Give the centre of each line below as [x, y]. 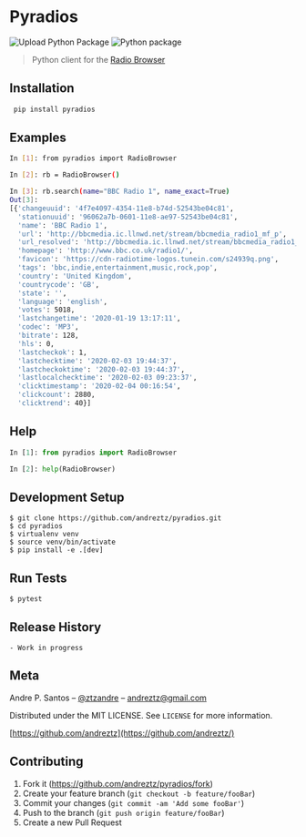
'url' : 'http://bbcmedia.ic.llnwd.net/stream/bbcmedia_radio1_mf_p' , [152, 234]
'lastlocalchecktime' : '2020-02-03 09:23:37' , [107, 378]
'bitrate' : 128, [48, 336]
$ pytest [26, 599]
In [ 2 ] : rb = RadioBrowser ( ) [65, 175]
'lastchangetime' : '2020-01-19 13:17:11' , [99, 319]
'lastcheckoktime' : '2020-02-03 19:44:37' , [101, 369]
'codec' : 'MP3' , [48, 327]
